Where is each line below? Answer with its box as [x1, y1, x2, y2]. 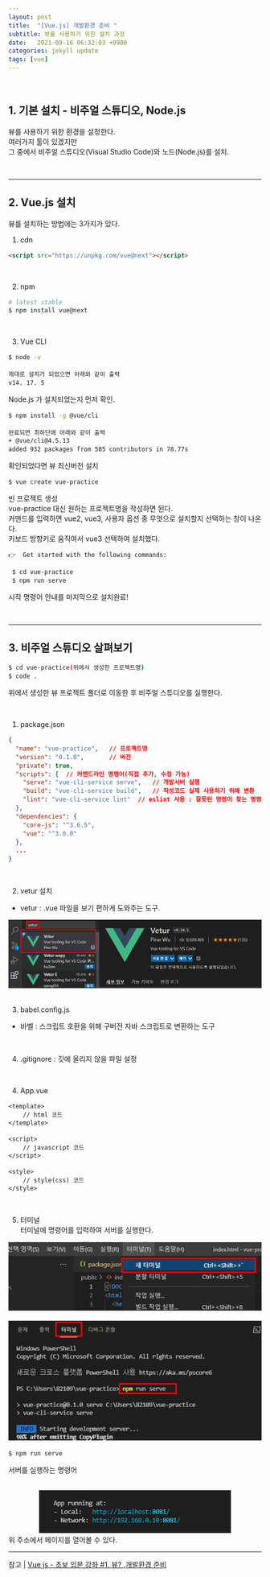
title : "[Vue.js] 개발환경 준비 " [8, 21, 117, 30]
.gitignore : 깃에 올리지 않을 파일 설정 [19, 1054, 137, 1063]
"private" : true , [15, 762, 74, 770]
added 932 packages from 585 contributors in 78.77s [8, 445, 189, 454]
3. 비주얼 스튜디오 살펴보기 [8, 641, 133, 654]
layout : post [8, 13, 52, 21]
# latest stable [8, 298, 63, 306]
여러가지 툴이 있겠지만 [8, 137, 78, 147]
